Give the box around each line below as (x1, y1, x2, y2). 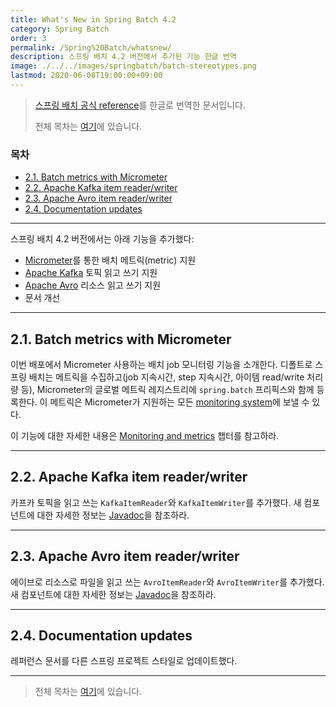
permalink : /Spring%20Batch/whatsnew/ (10, 42, 172, 53)
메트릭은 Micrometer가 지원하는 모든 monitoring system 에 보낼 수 (49, 396, 310, 408)
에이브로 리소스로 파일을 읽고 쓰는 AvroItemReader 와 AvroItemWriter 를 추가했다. (10, 576, 325, 588)
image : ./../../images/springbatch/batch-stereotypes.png (10, 61, 257, 71)
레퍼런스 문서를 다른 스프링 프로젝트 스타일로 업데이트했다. (10, 655, 238, 667)
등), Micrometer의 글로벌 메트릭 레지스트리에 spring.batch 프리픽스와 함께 (20, 383, 315, 395)
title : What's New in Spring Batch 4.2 (10, 14, 177, 25)
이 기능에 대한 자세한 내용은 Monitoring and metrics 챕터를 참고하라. (10, 429, 280, 441)
